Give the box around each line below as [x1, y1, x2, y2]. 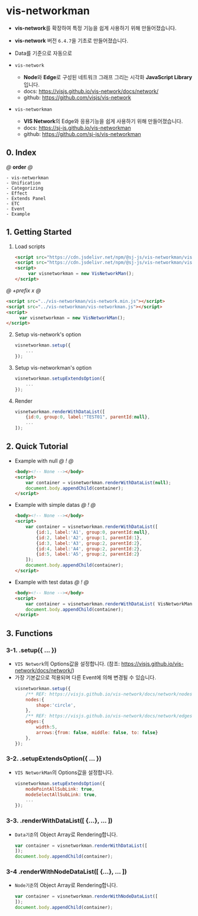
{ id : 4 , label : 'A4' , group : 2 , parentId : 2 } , [36, 546, 142, 552]
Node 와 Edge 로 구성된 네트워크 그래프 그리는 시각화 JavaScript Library [23, 73, 193, 80]
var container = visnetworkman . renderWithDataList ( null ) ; [25, 480, 171, 485]
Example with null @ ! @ [14, 457, 74, 464]
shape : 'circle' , [36, 702, 76, 708]
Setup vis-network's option [14, 331, 82, 338]
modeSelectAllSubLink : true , [25, 791, 98, 798]
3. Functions [6, 628, 53, 638]
